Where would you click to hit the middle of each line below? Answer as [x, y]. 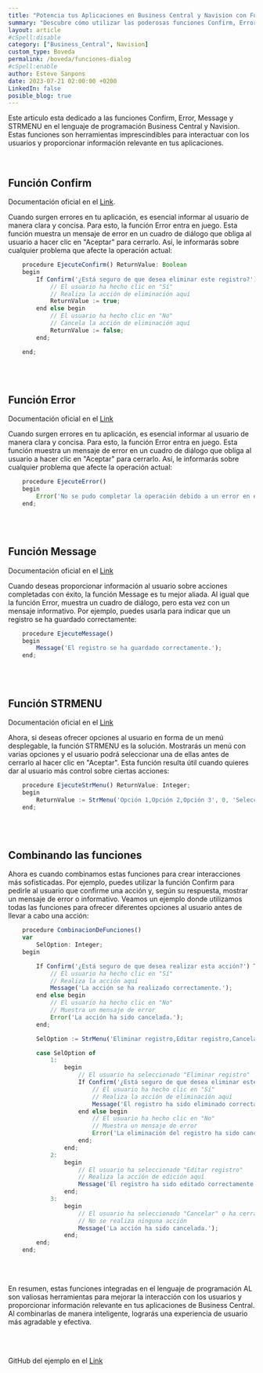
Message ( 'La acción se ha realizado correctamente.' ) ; [141, 988]
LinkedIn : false [34, 88]
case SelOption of [66, 1053]
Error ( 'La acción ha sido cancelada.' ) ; [117, 1017]
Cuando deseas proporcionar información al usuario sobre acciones [118, 586]
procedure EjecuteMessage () [68, 634]
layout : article [34, 30]
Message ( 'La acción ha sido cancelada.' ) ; [148, 1228]
